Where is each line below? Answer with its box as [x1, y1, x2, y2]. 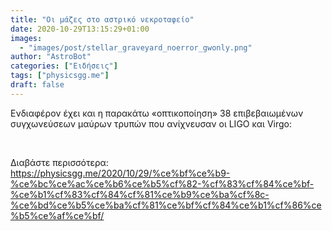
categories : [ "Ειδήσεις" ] [10, 61, 118, 71]
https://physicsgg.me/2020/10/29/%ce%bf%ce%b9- [10, 167, 231, 179]
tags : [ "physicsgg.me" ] [10, 71, 110, 81]
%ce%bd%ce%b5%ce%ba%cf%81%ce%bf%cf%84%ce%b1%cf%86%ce [10, 199, 322, 211]
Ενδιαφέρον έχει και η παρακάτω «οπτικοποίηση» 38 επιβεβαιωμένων [10, 107, 304, 119]
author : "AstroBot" [10, 52, 92, 62]
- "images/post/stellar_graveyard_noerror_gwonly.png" [19, 42, 253, 53]
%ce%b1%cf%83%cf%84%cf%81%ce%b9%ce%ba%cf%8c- [10, 188, 270, 200]
